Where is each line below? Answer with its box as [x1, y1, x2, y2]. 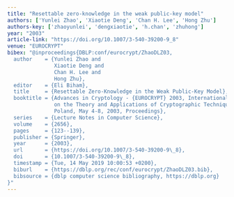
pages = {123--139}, [13, 127, 86, 134]
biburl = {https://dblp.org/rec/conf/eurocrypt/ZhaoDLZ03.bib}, [13, 166, 214, 173]
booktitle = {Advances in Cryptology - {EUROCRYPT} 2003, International [13, 95, 229, 102]
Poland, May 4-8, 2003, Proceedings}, [54, 108, 167, 115]
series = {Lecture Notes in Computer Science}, [13, 114, 164, 121]
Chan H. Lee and [54, 68, 101, 75]
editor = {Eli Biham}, [13, 82, 89, 89]
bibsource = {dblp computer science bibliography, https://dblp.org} [13, 173, 219, 180]
